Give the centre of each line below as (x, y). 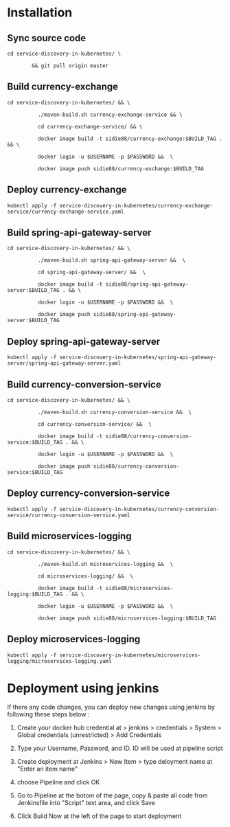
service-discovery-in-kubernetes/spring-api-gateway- (138, 358)
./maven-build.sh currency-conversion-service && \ (115, 412)
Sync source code (47, 38)
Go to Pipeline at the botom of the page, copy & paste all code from (112, 795)
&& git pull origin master (70, 66)
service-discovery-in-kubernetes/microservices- (130, 655)
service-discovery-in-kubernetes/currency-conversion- (139, 509)
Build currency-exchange (63, 87)
